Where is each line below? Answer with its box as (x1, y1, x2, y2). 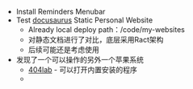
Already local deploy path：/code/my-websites (27, 25, 186, 34)
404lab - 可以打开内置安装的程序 (27, 65, 137, 75)
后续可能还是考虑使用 (27, 45, 99, 55)
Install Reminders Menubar (15, 7, 106, 16)
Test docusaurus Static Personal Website (15, 15, 153, 25)
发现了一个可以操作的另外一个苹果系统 (15, 55, 144, 64)
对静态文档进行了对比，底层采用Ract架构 (27, 35, 164, 44)
